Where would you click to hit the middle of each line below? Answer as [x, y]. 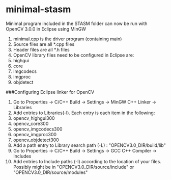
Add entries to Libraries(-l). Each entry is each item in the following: [84, 113]
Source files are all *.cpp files [44, 44]
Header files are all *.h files [41, 49]
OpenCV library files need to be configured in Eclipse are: [74, 55]
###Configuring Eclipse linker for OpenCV [50, 92]
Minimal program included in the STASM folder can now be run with [77, 23]
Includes [22, 156]
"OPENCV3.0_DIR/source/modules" [50, 172]
